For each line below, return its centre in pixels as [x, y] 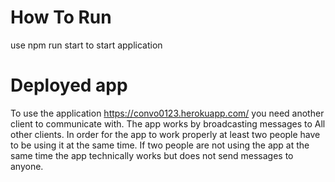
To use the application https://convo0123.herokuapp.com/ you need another [167, 113]
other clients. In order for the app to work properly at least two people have [165, 134]
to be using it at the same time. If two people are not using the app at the [160, 145]
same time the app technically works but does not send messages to [152, 155]
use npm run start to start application [86, 45]
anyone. [27, 166]
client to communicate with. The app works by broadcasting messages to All [168, 123]
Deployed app [69, 85]
